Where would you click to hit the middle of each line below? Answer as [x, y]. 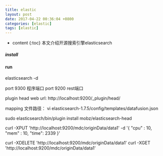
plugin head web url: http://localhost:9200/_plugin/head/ [63, 98]
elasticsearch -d [22, 78]
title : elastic [21, 10]
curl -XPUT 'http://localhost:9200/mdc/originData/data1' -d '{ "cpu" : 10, [79, 128]
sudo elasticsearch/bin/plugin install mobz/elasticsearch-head [69, 118]
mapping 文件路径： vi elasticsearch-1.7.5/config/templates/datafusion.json [82, 108]
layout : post [19, 14]
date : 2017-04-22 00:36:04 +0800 [40, 19]
